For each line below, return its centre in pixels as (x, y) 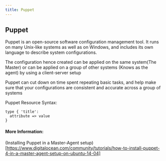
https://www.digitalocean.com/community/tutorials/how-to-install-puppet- (83, 148)
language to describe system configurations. (51, 52)
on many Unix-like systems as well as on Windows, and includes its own (79, 47)
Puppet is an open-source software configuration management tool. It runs (82, 42)
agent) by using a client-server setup (43, 73)
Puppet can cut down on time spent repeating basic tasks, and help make (81, 82)
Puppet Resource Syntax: (31, 103)
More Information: (24, 132)
